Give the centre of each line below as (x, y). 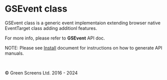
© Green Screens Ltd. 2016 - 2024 (41, 73)
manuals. (14, 53)
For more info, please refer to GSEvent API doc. (55, 38)
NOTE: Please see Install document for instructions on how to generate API (83, 48)
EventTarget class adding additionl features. (51, 28)
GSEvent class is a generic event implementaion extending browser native (83, 23)
